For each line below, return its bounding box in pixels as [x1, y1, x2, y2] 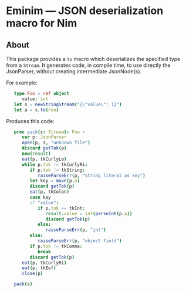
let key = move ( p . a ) [29, 178, 80, 184]
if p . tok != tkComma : [29, 243, 83, 249]
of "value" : [29, 199, 59, 206]
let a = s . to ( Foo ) [13, 107, 59, 113]
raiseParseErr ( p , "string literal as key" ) [37, 172, 146, 178]
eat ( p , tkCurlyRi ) [21, 260, 67, 266]
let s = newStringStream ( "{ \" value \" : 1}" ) [13, 101, 122, 107]
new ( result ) [21, 151, 51, 157]
